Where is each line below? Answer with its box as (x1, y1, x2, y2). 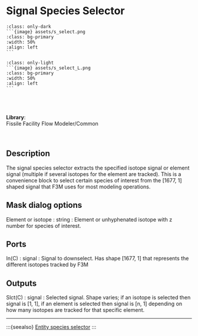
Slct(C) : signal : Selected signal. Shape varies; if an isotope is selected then (6, 294, 191, 301)
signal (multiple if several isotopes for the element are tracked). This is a (6, 170, 181, 178)
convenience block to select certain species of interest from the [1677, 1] (6, 177, 182, 184)
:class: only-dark (6, 24, 51, 30)
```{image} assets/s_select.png (6, 28, 85, 35)
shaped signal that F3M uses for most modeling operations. (6, 183, 151, 190)
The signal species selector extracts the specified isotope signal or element (6, 164, 190, 171)
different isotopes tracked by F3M (6, 261, 89, 268)
